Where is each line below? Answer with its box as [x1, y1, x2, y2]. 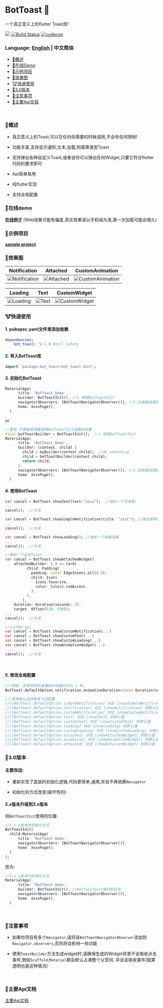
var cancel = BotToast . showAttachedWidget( [5, 557, 95, 562]
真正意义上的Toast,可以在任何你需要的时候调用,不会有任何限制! [12, 134, 138, 140]
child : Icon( [31, 575, 57, 580]
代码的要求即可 [12, 160, 42, 166]
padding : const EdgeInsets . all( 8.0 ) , [31, 570, 108, 575]
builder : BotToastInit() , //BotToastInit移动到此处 [17, 887, 121, 892]
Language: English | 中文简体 [5, 44, 74, 51]
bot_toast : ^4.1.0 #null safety [14, 342, 79, 347]
